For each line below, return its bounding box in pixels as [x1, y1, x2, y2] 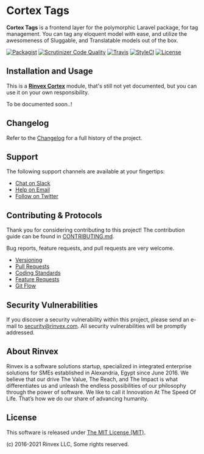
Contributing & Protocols [6, 210, 102, 221]
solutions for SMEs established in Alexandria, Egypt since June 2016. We [6, 369, 189, 376]
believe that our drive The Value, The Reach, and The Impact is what [6, 375, 178, 383]
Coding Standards [15, 269, 61, 277]
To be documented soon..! [6, 100, 72, 108]
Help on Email [15, 186, 51, 193]
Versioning [15, 256, 43, 264]
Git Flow [15, 282, 37, 289]
